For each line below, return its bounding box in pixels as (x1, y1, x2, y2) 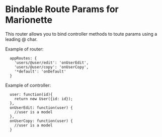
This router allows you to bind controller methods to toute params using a (5, 31, 157, 37)
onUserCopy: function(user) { (10, 118, 73, 123)
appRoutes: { (10, 55, 37, 61)
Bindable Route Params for (5, 4, 119, 15)
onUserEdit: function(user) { (10, 105, 73, 110)
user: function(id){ (10, 92, 53, 97)
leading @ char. (5, 36, 38, 42)
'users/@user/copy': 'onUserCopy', (14, 64, 89, 70)
